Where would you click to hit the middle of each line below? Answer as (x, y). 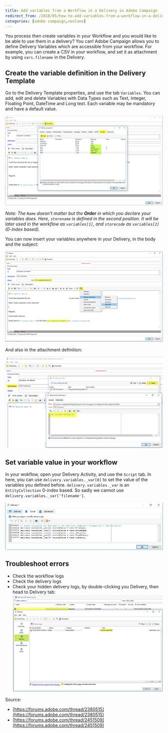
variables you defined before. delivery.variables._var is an (67, 485)
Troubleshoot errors (37, 564)
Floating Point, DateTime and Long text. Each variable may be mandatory (80, 104)
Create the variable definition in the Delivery (75, 73)
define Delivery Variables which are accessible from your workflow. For (78, 47)
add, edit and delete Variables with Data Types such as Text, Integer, (76, 98)
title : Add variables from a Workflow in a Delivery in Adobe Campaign (81, 11)
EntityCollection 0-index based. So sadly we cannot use (64, 490)
